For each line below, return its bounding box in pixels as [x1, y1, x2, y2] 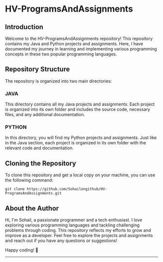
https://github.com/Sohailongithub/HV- [26, 187, 108, 192]
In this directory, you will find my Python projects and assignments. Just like [5, 135, 157, 140]
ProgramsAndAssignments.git [5, 191, 62, 196]
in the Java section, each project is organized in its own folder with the [5, 140, 147, 146]
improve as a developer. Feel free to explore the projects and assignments [5, 232, 153, 239]
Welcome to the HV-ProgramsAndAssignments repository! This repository [5, 35, 153, 41]
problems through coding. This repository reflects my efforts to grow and [5, 227, 151, 233]
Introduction [5, 23, 44, 31]
